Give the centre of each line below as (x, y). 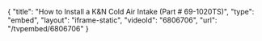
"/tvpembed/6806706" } (49, 29)
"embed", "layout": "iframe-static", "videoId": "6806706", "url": (112, 20)
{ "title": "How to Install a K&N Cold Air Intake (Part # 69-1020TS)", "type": (131, 12)
